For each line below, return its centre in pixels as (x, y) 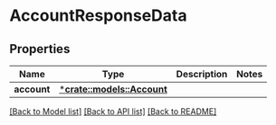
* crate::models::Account (113, 89)
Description (202, 74)
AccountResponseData (98, 16)
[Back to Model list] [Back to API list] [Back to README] (113, 112)
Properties (40, 49)
